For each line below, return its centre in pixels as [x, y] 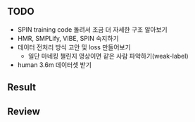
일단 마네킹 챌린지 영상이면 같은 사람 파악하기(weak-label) [108, 56]
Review [24, 111]
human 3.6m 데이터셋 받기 [54, 65]
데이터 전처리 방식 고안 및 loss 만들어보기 [74, 47]
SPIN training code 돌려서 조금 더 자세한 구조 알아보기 [92, 29]
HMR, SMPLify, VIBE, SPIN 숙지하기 [68, 38]
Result [22, 87]
